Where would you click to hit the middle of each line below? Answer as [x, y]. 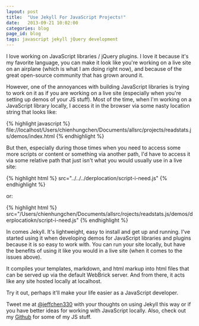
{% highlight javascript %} [38, 123]
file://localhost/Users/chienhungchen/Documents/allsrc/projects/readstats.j [99, 130]
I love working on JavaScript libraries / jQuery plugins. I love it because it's [97, 56]
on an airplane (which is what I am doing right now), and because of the [94, 69]
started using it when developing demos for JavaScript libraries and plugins [99, 238]
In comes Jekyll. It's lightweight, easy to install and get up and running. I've [98, 232]
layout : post [22, 12]
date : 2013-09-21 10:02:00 [42, 23]
